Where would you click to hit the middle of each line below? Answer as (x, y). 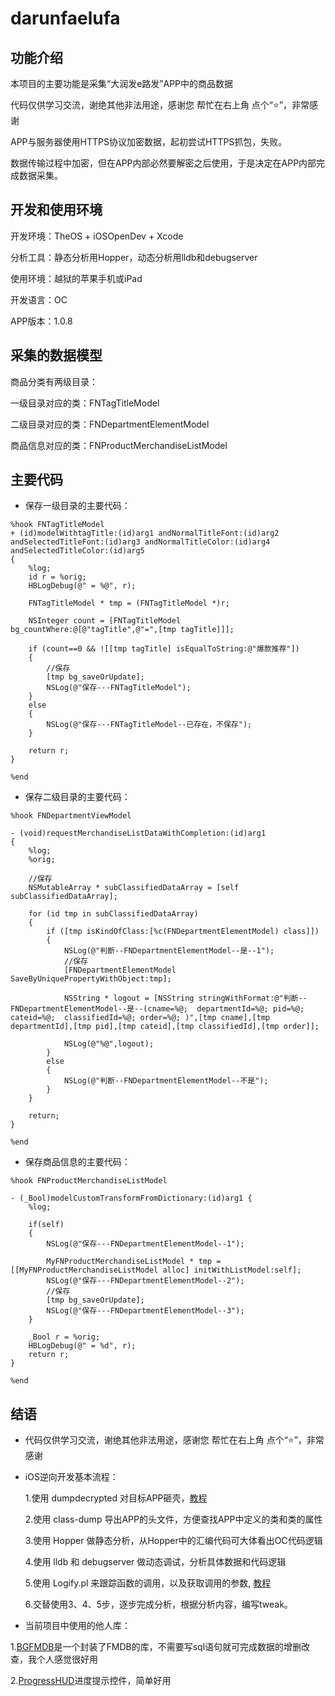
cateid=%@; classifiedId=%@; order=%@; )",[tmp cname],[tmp (140, 1018)
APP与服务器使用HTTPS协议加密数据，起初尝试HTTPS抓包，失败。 (149, 141)
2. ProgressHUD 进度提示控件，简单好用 (91, 1681)
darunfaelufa (65, 18)
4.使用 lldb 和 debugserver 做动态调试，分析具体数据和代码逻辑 (155, 1562)
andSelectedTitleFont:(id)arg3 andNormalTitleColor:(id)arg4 (140, 542)
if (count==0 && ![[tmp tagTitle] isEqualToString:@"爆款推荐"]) (164, 649)
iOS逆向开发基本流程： (71, 1477)
